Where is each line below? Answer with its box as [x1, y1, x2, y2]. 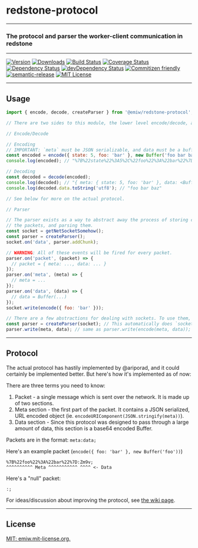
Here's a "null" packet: [6, 475, 61, 482]
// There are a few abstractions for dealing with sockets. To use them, [6, 315, 192, 321]
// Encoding [6, 141, 35, 147]
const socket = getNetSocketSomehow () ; [6, 228, 104, 234]
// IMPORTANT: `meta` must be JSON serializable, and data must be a [6, 147, 181, 153]
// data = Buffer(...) [11, 294, 67, 299]
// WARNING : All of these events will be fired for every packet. [6, 250, 173, 256]
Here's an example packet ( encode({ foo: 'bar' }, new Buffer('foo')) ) [6, 447, 183, 454]
